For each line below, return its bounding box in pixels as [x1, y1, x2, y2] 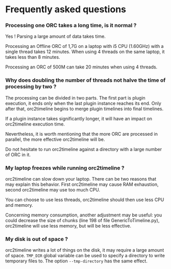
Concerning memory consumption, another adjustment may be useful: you [5, 212, 162, 218]
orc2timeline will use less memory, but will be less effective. [5, 223, 132, 229]
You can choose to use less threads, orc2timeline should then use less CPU [5, 197, 164, 203]
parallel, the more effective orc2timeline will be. [5, 136, 106, 142]
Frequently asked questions [5, 4, 127, 15]
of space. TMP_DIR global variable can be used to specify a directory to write [5, 253, 165, 259]
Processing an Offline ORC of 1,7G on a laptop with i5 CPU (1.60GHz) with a [5, 43, 164, 50]
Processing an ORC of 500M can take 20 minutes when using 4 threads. [5, 64, 158, 70]
